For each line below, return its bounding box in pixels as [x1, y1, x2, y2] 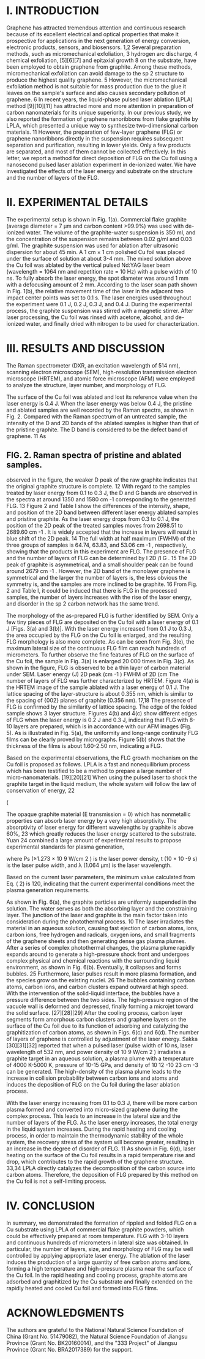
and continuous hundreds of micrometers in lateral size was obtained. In [6, 1239, 188, 1246]
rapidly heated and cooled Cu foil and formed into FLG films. [6, 1284, 158, 1292]
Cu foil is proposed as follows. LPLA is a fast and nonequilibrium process [6, 760, 190, 768]
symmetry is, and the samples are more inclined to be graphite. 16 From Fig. [6, 580, 198, 588]
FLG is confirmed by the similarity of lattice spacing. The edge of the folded [6, 703, 197, 710]
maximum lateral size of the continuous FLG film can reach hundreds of [6, 644, 187, 652]
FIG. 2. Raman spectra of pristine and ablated [6, 450, 182, 461]
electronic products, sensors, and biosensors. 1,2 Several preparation [6, 44, 182, 51]
